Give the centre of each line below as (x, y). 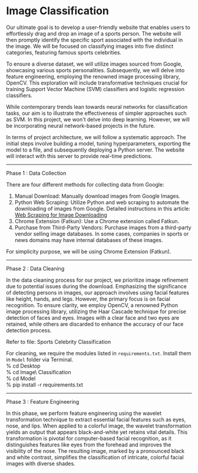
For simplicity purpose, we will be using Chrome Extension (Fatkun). (89, 251)
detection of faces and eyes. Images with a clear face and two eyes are (93, 317)
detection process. (29, 330)
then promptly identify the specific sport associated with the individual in (95, 40)
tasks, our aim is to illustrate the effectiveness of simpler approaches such (96, 113)
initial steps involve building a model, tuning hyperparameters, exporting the (98, 143)
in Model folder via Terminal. (40, 359)
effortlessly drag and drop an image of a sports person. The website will (94, 33)
